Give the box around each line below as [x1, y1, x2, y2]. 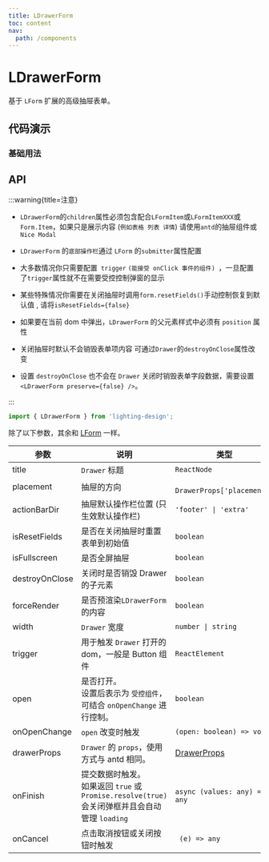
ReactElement [175, 649, 225, 659]
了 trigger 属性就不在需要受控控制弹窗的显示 [19, 273, 165, 283]
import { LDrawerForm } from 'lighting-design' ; [8, 413, 174, 421]
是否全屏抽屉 [81, 553, 130, 564]
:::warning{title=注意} [8, 195, 78, 205]
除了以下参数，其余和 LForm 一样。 [8, 428, 125, 438]
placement [12, 481, 53, 492]
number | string [175, 622, 238, 631]
